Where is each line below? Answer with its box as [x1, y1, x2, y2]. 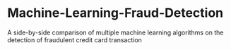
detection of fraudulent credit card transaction [7, 35, 143, 44]
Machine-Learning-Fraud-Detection [7, 5, 224, 21]
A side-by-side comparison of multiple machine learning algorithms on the [7, 28, 224, 37]
